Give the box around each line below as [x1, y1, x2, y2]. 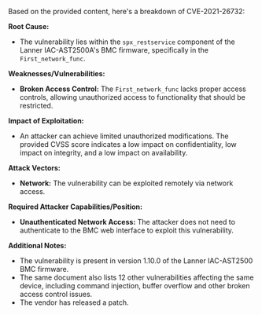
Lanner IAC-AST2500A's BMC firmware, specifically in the [19, 46, 208, 54]
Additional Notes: [8, 241, 67, 250]
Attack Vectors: [8, 163, 61, 172]
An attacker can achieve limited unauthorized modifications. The [19, 131, 229, 141]
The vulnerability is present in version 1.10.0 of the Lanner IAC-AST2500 [19, 256, 253, 266]
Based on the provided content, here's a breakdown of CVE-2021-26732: [8, 7, 245, 16]
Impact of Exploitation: [8, 116, 84, 125]
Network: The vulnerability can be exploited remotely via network [19, 178, 234, 188]
